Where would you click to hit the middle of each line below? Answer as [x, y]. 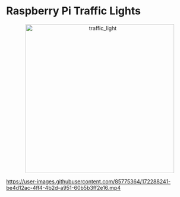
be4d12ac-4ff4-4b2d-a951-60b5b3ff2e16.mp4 [63, 187]
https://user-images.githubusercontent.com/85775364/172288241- [89, 181]
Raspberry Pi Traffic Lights [74, 11]
